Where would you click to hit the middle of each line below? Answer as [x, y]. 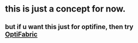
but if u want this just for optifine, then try [69, 27]
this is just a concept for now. [65, 9]
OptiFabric [21, 34]
